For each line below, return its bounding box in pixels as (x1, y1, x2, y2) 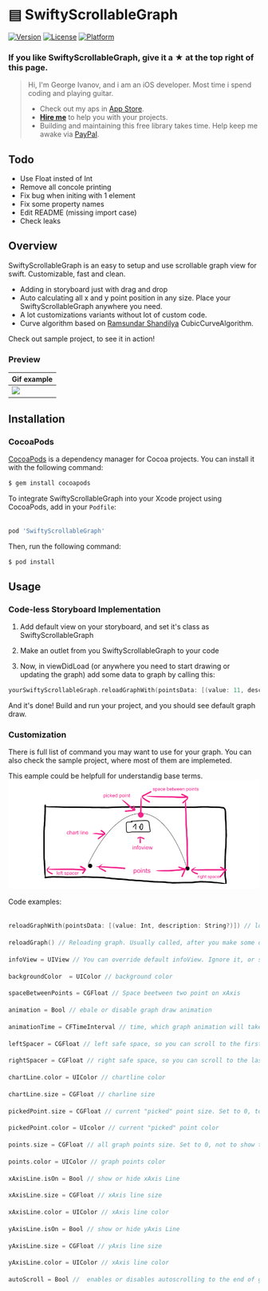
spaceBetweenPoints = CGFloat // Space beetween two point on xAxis (8, 989, 241, 997)
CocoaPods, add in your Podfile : (8, 501, 117, 512)
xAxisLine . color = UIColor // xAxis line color (8, 1208, 170, 1217)
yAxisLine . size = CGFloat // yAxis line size (8, 1241, 162, 1250)
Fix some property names (19, 200, 105, 209)
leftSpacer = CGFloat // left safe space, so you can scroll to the (8, 1040, 241, 1047)
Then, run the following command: (8, 541, 121, 551)
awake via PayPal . (39, 129, 100, 139)
